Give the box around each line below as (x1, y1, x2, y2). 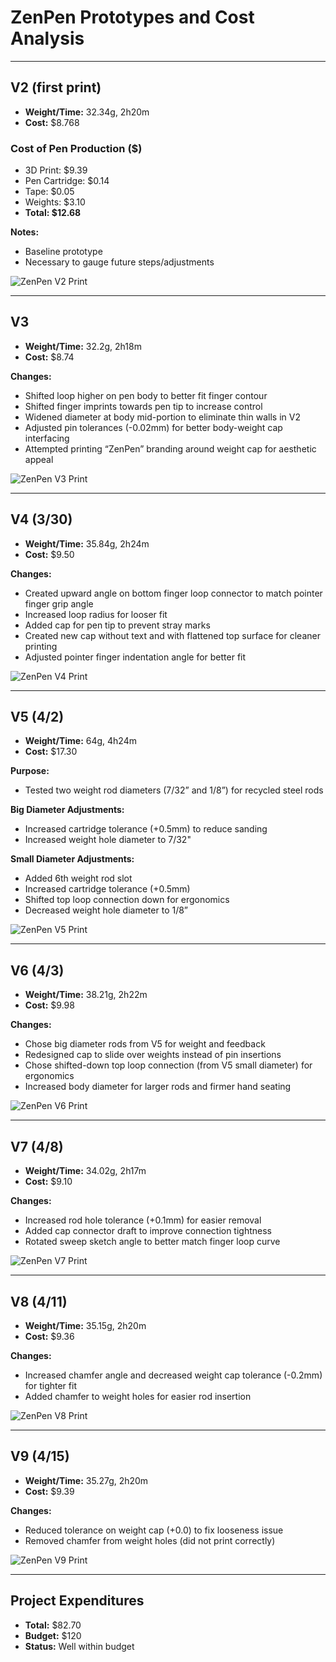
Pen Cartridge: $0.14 (24, 175, 110, 187)
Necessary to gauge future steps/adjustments (24, 256, 215, 268)
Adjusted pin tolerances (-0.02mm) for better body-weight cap (24, 421, 283, 433)
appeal (24, 453, 54, 465)
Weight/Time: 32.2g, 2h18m (24, 340, 142, 352)
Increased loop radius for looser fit (24, 608, 168, 620)
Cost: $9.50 (24, 548, 75, 560)
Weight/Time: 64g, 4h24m (24, 735, 137, 747)
